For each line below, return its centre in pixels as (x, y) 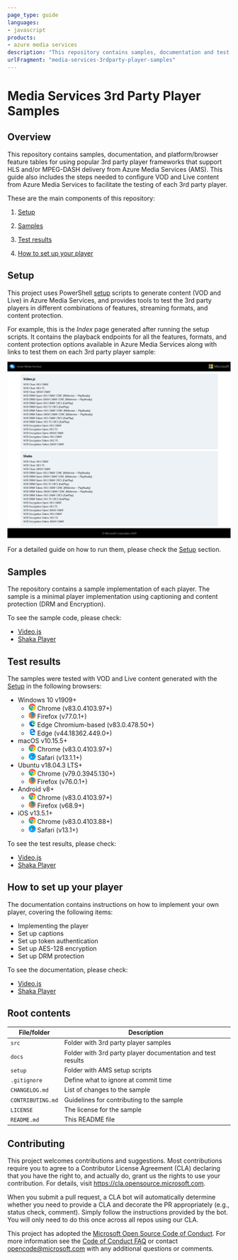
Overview (29, 137)
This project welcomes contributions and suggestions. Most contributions (115, 1161)
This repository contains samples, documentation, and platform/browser (113, 154)
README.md (25, 1120)
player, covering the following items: (60, 912)
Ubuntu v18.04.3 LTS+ (50, 765)
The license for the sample (103, 1109)
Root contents (39, 1013)
